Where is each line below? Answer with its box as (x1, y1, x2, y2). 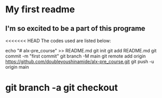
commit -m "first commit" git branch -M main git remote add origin (5, 53, 146, 59)
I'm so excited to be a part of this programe (5, 24, 146, 33)
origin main (5, 64, 29, 70)
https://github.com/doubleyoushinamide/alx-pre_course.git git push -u (5, 58, 154, 65)
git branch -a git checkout (5, 82, 118, 93)
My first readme (5, 4, 75, 15)
